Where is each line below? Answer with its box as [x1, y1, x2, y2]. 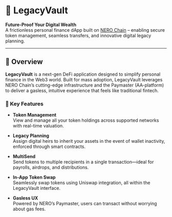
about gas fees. [12, 206, 46, 212]
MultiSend [12, 154, 36, 160]
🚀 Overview [5, 57, 43, 66]
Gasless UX [12, 195, 38, 201]
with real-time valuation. [12, 123, 64, 129]
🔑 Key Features [5, 100, 44, 107]
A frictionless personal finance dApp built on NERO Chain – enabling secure [5, 27, 165, 33]
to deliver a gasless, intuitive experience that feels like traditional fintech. [5, 87, 159, 94]
